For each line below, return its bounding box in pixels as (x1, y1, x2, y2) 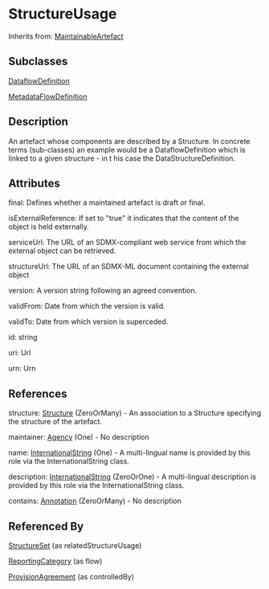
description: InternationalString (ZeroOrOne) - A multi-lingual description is (8, 472, 257, 482)
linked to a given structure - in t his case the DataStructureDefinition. (8, 153, 235, 163)
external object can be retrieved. (8, 246, 116, 256)
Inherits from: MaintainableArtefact (8, 31, 124, 41)
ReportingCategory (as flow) (8, 556, 103, 566)
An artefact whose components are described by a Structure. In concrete (8, 136, 251, 145)
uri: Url (8, 348, 31, 358)
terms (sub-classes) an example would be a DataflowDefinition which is (8, 145, 246, 154)
